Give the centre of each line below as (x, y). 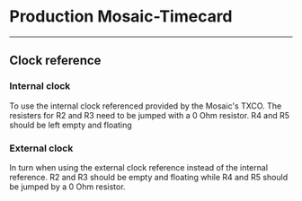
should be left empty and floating (71, 125)
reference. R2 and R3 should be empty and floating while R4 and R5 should (149, 177)
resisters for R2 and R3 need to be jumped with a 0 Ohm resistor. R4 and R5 (150, 115)
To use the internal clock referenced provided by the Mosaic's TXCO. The (146, 106)
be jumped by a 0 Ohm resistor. (67, 187)
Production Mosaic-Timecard (121, 17)
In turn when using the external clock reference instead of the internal (138, 167)
